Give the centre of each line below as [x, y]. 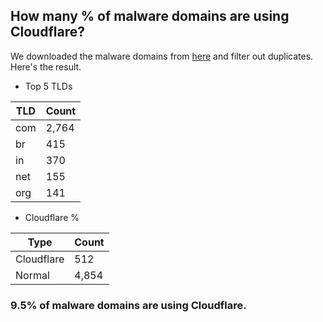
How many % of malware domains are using [150, 16]
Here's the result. [46, 66]
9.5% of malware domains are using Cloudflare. [128, 305]
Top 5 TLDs [48, 86]
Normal [32, 275]
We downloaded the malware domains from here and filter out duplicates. [162, 56]
